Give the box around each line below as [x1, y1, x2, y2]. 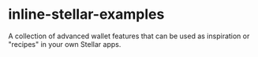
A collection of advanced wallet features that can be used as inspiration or [8, 31, 250, 41]
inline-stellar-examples [8, 5, 165, 23]
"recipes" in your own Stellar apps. [8, 39, 122, 48]
